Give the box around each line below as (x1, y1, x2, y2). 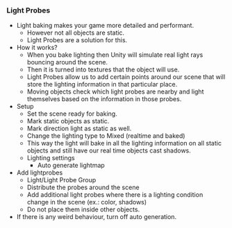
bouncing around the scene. (26, 58, 108, 67)
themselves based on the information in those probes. (26, 95, 182, 103)
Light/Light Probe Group (26, 176, 97, 184)
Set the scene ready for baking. (26, 109, 117, 118)
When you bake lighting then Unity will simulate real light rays (26, 51, 204, 59)
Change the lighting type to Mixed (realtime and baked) (26, 132, 185, 140)
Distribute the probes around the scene (26, 183, 140, 192)
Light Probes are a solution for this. (26, 36, 128, 44)
